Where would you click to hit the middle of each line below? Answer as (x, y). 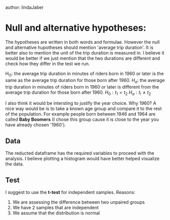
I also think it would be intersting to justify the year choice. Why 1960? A (81, 103)
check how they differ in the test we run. (48, 64)
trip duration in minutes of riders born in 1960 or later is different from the (82, 87)
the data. (15, 164)
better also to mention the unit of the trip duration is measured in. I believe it (85, 52)
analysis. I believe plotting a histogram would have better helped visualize (82, 159)
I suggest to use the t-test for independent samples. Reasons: (70, 192)
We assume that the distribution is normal (56, 213)
